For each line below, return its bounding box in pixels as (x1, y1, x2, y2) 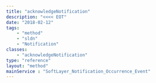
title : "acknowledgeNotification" (6, 8, 91, 15)
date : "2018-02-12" (6, 19, 54, 25)
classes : (6, 47, 28, 53)
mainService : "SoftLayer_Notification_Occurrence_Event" (6, 68, 151, 74)
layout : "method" (6, 63, 49, 69)
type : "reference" (6, 57, 51, 63)
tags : (6, 25, 19, 31)
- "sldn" (16, 36, 38, 41)
